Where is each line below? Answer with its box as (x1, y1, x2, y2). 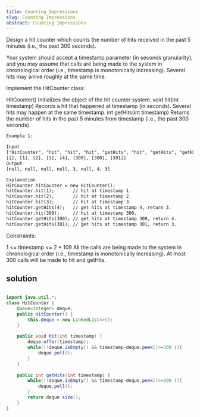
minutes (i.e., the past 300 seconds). (6, 42, 96, 50)
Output (6, 160, 23, 166)
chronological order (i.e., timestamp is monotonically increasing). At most (6, 250, 186, 257)
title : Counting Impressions (6, 8, 79, 15)
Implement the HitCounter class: (6, 85, 85, 92)
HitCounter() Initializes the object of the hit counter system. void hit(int (6, 96, 179, 103)
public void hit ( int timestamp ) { (17, 333, 102, 339)
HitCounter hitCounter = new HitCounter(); (6, 183, 116, 189)
